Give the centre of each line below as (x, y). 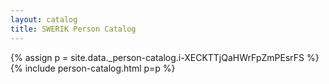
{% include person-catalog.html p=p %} (93, 68)
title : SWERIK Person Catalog (73, 29)
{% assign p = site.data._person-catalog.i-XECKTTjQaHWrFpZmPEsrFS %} (165, 57)
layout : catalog (44, 19)
